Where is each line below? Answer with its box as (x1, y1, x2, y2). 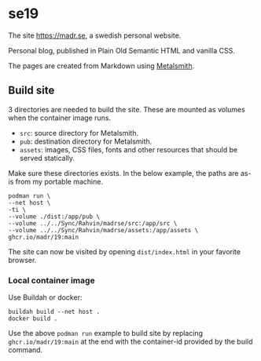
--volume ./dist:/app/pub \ (8, 213, 101, 221)
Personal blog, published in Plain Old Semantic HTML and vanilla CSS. (8, 46, 236, 55)
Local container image (8, 275, 96, 286)
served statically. (19, 153, 75, 162)
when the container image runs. (8, 113, 112, 122)
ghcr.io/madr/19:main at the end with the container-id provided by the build (8, 337, 253, 346)
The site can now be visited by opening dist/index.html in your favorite (8, 246, 241, 256)
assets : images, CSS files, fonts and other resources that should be (19, 144, 238, 154)
